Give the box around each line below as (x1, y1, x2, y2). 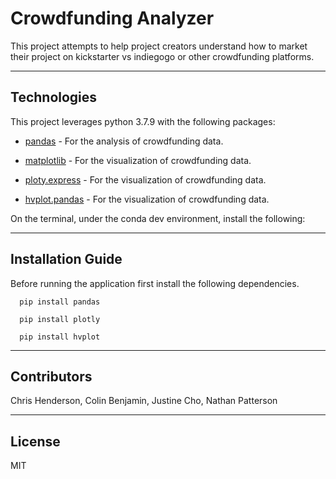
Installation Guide (10, 251, 123, 268)
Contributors (10, 368, 93, 385)
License (10, 433, 61, 450)
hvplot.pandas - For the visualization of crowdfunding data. (24, 193, 270, 205)
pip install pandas (19, 297, 101, 307)
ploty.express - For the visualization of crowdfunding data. (24, 173, 267, 186)
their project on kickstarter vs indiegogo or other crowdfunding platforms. (10, 50, 315, 62)
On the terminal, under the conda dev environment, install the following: (10, 212, 306, 224)
